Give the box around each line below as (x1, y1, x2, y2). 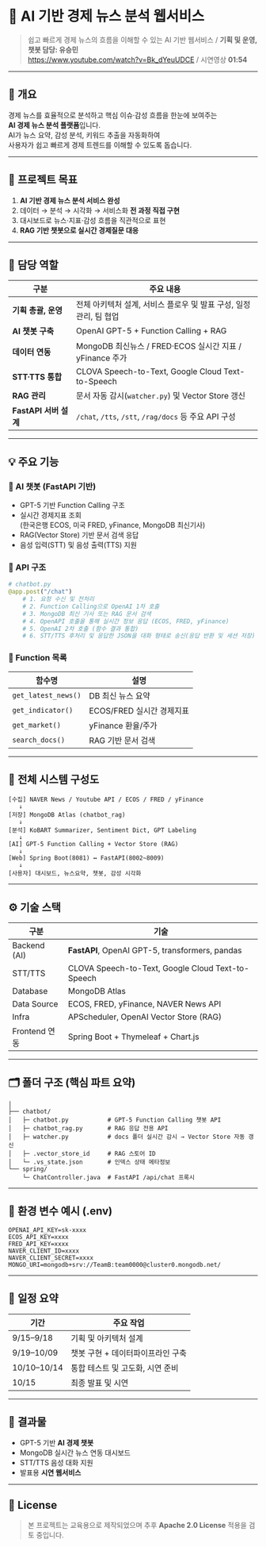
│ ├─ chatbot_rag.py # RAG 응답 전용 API (8, 1125, 169, 1133)
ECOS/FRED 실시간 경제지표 (89, 705, 190, 716)
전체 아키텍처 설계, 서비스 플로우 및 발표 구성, (76, 299, 234, 310)
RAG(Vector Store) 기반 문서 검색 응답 (19, 530, 139, 540)
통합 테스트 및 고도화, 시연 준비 (70, 1362, 179, 1373)
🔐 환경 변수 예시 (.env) (8, 1204, 113, 1218)
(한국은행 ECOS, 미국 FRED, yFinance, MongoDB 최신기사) (19, 521, 206, 530)
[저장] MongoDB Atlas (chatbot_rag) (8, 811, 126, 819)
